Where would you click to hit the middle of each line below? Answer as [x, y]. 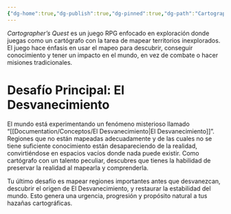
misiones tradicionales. [40, 62]
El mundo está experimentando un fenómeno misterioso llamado [99, 124]
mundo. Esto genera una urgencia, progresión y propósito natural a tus [107, 195]
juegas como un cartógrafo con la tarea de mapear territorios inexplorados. [114, 40]
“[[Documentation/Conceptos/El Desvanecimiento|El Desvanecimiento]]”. [111, 131]
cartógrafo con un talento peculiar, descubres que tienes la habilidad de [109, 160]
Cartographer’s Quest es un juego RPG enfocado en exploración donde [108, 33]
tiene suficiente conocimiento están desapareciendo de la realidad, [102, 146]
